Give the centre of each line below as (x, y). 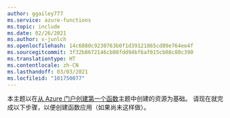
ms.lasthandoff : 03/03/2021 (48, 71)
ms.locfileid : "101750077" (46, 78)
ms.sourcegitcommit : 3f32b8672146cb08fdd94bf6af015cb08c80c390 (100, 53)
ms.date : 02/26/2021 (37, 33)
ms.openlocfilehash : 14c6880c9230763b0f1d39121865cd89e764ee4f (100, 46)
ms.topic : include (34, 26)
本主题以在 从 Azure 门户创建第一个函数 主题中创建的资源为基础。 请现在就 (112, 99)
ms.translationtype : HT (42, 59)
